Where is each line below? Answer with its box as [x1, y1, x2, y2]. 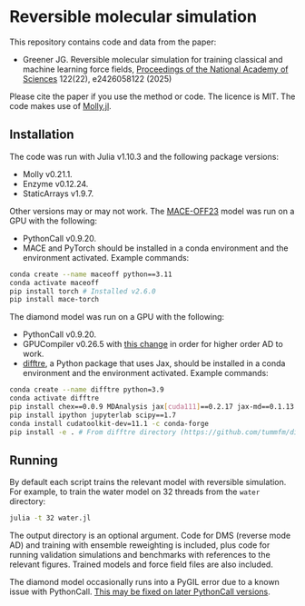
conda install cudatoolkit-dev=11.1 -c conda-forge [9, 419, 209, 428]
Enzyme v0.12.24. [22, 178, 89, 189]
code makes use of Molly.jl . [9, 100, 112, 111]
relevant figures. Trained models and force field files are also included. [9, 559, 274, 570]
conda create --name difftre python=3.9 [9, 385, 165, 394]
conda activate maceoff [9, 278, 100, 287]
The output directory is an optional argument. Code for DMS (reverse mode [9, 530, 291, 541]
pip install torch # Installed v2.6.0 [9, 286, 156, 296]
